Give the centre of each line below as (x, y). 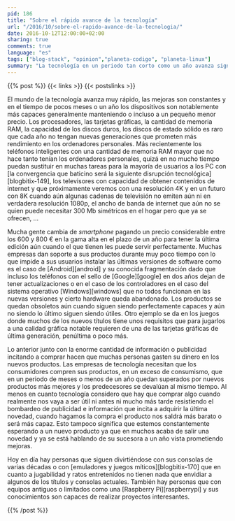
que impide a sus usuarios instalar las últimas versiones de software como (114, 261)
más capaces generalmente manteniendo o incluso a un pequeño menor (112, 114)
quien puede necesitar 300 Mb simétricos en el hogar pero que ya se (107, 210)
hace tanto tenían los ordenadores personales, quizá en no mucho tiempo (114, 159)
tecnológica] (193, 173)
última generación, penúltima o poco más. (68, 336)
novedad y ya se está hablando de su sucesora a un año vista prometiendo (115, 438)
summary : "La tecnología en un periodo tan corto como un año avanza (111, 66)
